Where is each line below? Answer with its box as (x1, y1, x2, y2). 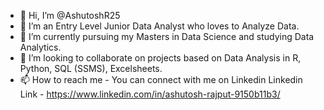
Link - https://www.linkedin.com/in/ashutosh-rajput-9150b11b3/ (19, 88, 281, 100)
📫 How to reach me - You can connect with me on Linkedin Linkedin (19, 74, 303, 85)
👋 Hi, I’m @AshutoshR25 (19, 10, 121, 21)
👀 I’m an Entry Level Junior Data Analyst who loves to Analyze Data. (19, 20, 300, 32)
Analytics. (19, 41, 62, 53)
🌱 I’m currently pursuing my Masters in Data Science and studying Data (19, 31, 315, 42)
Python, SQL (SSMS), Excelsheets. (19, 63, 163, 74)
